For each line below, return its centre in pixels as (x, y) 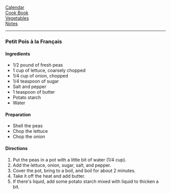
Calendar (15, 7)
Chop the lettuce (30, 131)
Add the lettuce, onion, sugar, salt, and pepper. (62, 165)
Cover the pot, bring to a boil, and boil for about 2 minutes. (74, 171)
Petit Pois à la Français (34, 41)
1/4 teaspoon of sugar (36, 81)
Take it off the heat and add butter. (49, 176)
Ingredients (18, 53)
